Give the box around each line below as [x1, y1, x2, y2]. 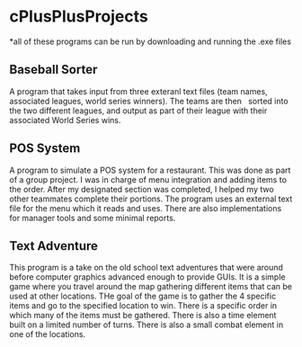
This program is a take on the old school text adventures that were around [9, 262, 283, 273]
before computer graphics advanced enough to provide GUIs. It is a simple [9, 271, 286, 282]
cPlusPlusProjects [9, 6, 148, 27]
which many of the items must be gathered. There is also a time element [9, 310, 277, 321]
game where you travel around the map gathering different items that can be [9, 281, 292, 292]
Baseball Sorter [9, 62, 98, 77]
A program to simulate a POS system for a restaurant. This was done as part [9, 165, 291, 175]
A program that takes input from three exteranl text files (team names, [9, 85, 268, 96]
